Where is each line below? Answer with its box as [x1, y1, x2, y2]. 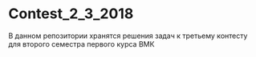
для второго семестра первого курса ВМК [8, 39, 155, 48]
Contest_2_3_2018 [8, 5, 134, 23]
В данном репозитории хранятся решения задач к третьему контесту [8, 31, 248, 40]
